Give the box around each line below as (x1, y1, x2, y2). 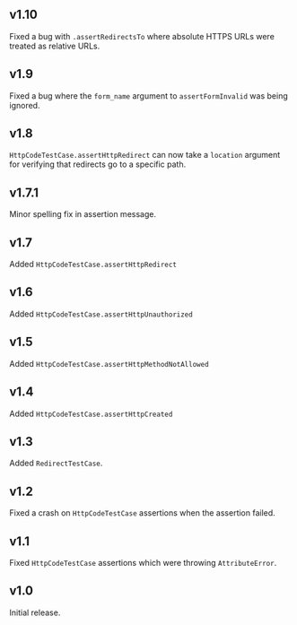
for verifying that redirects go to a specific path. (9, 159, 187, 169)
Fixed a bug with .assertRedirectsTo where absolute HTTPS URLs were (9, 30, 275, 41)
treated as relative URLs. (9, 40, 100, 51)
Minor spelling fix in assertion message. (9, 209, 157, 220)
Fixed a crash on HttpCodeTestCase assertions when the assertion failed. (9, 508, 275, 518)
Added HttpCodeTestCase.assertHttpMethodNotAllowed (9, 358, 209, 369)
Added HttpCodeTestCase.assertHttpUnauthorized (9, 308, 193, 319)
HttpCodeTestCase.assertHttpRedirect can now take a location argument (9, 150, 281, 161)
